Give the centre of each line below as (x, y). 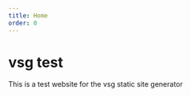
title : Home (28, 16)
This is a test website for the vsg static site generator (95, 84)
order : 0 (23, 23)
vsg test (36, 62)
